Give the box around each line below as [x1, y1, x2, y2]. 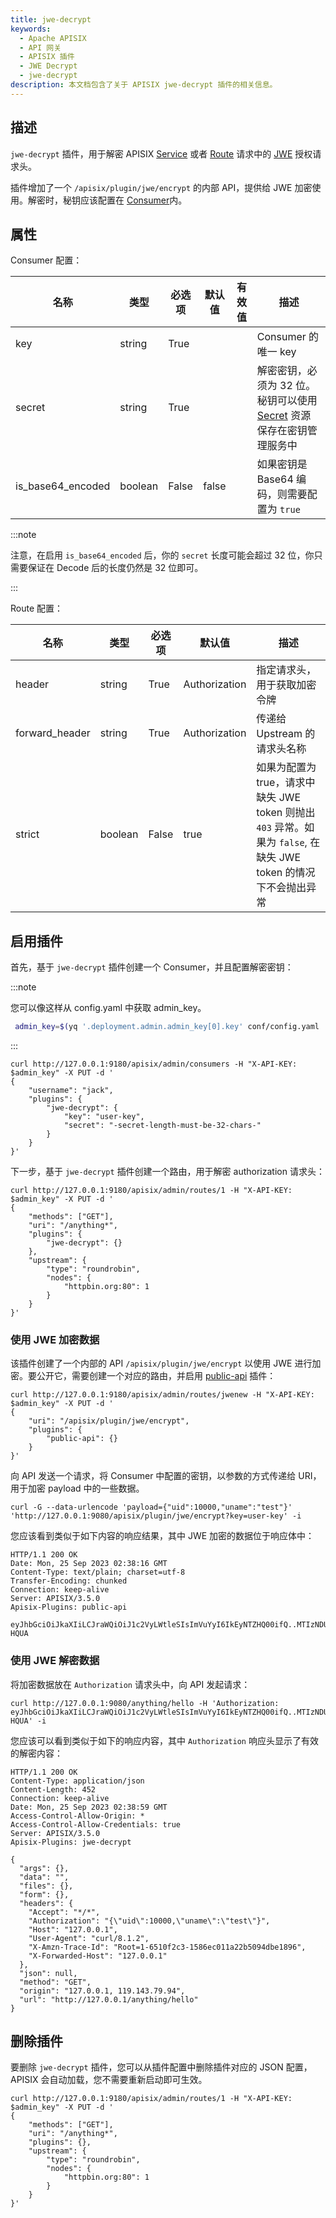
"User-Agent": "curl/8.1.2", [28, 1933, 150, 1943]
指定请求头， [256, 663, 317, 677]
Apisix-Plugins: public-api [10, 1602, 128, 1613]
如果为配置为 [256, 761, 317, 775]
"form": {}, [19, 1889, 70, 1900]
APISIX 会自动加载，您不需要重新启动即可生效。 [10, 2074, 208, 2086]
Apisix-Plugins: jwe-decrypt [10, 1837, 132, 1847]
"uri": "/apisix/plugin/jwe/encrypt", [28, 1416, 190, 1426]
